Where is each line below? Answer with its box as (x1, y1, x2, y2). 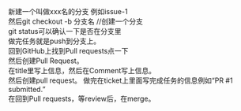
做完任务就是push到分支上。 (8, 36, 101, 46)
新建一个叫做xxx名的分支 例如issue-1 (8, 7, 128, 16)
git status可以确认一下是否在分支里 (8, 27, 122, 35)
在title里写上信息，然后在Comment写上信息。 (8, 66, 156, 75)
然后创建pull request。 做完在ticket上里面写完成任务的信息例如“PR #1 (8, 76, 233, 85)
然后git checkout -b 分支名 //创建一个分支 (8, 17, 144, 26)
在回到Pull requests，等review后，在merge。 (8, 94, 156, 103)
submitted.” (8, 85, 46, 94)
